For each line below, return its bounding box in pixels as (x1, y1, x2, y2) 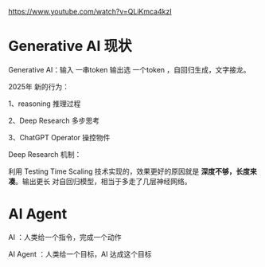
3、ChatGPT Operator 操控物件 (8, 132, 111, 142)
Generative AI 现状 (8, 37, 132, 55)
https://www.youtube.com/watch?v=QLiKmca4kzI (8, 7, 173, 16)
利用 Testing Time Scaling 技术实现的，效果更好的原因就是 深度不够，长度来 (8, 167, 257, 176)
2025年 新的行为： (8, 81, 70, 91)
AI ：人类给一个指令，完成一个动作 (8, 232, 122, 241)
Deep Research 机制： (8, 149, 82, 159)
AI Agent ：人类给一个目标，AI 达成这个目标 (8, 249, 152, 258)
